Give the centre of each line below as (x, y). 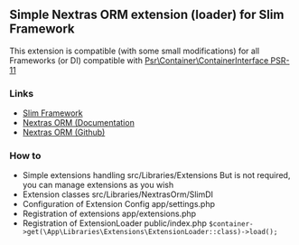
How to (25, 155)
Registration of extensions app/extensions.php (109, 214)
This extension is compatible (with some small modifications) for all (135, 51)
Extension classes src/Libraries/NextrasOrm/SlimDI (118, 194)
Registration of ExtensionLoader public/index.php (115, 223)
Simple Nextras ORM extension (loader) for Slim (147, 15)
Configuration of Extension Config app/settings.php (118, 204)
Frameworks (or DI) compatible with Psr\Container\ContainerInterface (139, 60)
